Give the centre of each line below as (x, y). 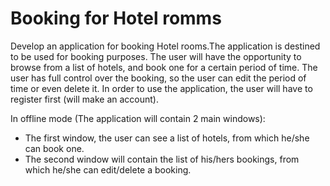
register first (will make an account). (84, 99)
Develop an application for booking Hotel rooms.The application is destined (165, 46)
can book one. (54, 148)
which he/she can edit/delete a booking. (108, 169)
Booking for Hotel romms (116, 18)
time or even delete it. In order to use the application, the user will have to (161, 88)
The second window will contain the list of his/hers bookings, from (162, 159)
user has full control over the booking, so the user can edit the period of (158, 78)
